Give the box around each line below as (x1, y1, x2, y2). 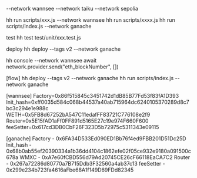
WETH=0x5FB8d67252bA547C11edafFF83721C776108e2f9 (6, 111, 151, 118)
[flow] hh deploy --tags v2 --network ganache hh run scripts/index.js (6, 75, 174, 81)
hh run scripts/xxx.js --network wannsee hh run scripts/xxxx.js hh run (6, 17, 175, 23)
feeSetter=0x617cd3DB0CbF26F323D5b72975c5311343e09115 (6, 124, 159, 130)
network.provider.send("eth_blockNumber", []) (6, 63, 119, 70)
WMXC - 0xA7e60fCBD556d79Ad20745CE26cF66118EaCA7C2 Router (19, 154, 191, 161)
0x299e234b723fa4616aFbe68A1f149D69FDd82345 (6, 166, 134, 173)
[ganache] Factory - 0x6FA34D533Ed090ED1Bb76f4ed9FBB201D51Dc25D (6, 135, 186, 142)
